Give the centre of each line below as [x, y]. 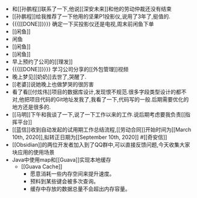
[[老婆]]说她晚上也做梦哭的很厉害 [53, 84]
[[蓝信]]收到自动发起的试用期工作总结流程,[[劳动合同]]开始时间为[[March [102, 129]
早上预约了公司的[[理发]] [42, 62]
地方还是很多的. [31, 107]
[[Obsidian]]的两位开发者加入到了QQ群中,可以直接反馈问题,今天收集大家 [101, 145]
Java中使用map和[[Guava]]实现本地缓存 [61, 160]
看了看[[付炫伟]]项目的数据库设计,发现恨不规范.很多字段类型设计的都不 [99, 92]
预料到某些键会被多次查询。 [64, 181]
